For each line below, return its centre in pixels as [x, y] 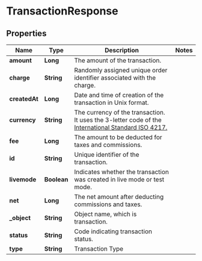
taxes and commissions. [108, 145]
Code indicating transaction [113, 231]
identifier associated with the [115, 78]
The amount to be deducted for [118, 137]
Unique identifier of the [107, 155]
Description [122, 50]
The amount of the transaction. [118, 60]
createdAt [24, 99]
